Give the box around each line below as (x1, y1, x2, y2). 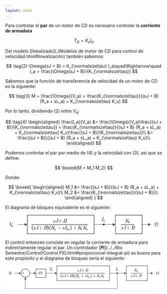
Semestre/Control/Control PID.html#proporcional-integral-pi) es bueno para (5, 250, 161, 256)
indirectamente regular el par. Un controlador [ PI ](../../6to (5, 245, 123, 251)
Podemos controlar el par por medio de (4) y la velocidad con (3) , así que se (5, 150, 162, 156)
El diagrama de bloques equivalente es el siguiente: (5, 205, 111, 211)
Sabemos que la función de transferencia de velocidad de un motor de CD (5, 78, 158, 84)
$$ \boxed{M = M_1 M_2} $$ (54, 165, 113, 171)
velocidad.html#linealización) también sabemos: (5, 53, 105, 59)
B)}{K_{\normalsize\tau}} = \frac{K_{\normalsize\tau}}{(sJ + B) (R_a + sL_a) (6, 124, 161, 130)
